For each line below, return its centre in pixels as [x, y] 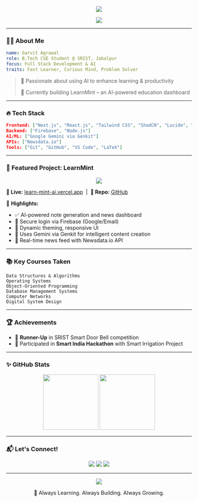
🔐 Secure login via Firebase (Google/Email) [67, 221]
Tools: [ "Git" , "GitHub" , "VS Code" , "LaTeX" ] [64, 147]
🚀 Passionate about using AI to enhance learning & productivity [97, 81]
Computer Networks [29, 297]
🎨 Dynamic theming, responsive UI [57, 227]
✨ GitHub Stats [28, 364]
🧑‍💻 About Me [25, 41]
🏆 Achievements [32, 322]
